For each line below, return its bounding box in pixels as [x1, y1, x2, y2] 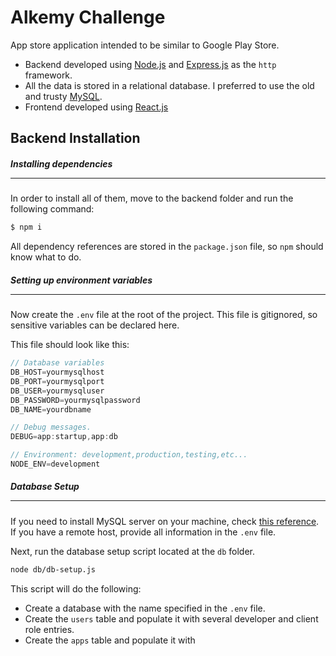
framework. [24, 69, 73, 81]
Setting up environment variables [10, 274, 153, 286]
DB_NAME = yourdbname [10, 404, 92, 415]
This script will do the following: [10, 582, 142, 595]
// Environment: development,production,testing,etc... [10, 450, 248, 460]
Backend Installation [10, 130, 141, 147]
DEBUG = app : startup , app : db [10, 432, 118, 442]
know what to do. [10, 251, 82, 263]
